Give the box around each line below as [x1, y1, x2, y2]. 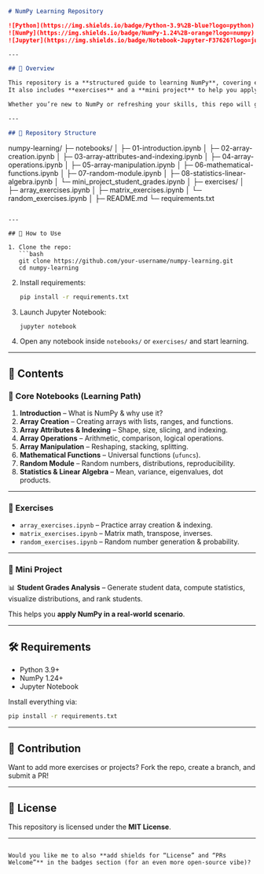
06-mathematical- [195, 160, 254, 169]
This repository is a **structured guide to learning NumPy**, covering [8, 79, 251, 87]
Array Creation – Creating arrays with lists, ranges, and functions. [19, 417, 233, 426]
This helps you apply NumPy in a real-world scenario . [8, 609, 185, 619]
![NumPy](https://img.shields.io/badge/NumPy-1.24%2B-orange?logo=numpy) [8, 28, 255, 37]
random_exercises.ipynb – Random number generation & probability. [19, 537, 240, 547]
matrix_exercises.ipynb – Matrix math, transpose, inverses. [19, 529, 213, 538]
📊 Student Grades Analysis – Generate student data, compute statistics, [8, 582, 245, 592]
